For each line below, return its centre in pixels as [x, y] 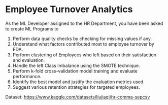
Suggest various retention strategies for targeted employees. [76, 87]
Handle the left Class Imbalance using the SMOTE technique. [76, 65]
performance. [27, 76]
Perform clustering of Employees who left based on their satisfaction [84, 55]
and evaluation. [29, 60]
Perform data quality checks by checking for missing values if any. [82, 39]
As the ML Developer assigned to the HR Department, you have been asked [84, 23]
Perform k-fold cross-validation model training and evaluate [75, 71]
